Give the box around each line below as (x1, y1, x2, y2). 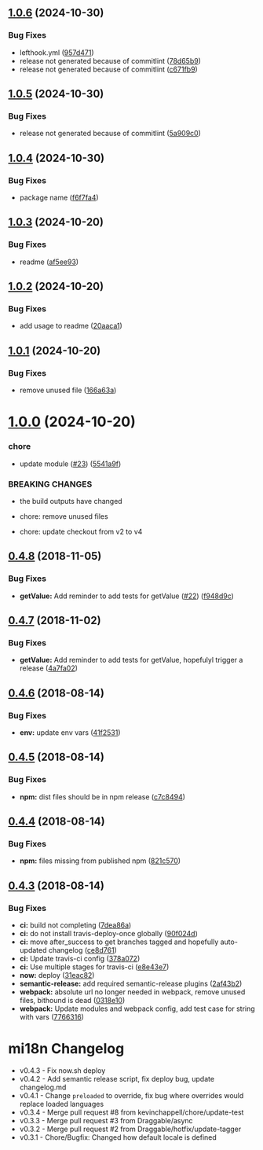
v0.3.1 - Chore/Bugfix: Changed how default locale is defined (19, 1132, 217, 1142)
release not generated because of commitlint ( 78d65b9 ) (19, 56, 202, 65)
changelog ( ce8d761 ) (48, 946, 118, 955)
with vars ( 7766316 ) (19, 1012, 85, 1022)
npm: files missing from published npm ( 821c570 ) (19, 856, 181, 865)
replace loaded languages (19, 1099, 104, 1108)
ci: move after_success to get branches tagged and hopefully (19, 937, 219, 946)
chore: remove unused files (19, 511, 108, 521)
